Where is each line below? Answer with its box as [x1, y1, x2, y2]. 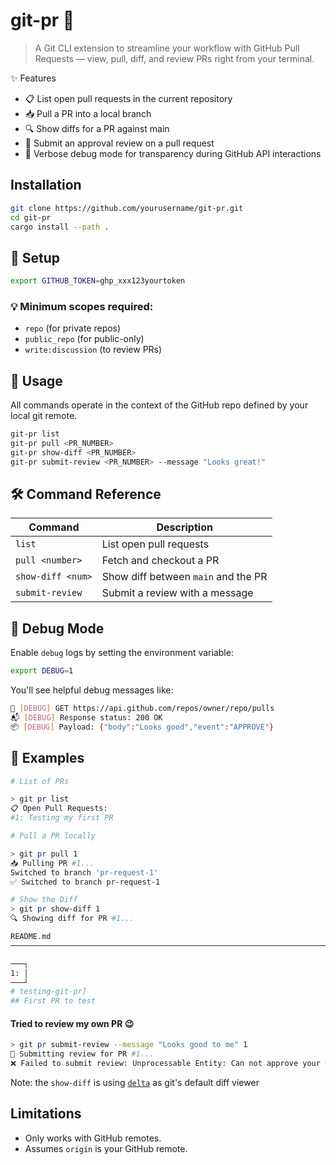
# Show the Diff [10, 895, 78, 905]
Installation [10, 177, 82, 194]
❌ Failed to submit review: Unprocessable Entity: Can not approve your [10, 1059, 321, 1069]
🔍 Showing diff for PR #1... [10, 914, 135, 924]
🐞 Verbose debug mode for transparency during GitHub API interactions [24, 147, 322, 159]
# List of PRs [10, 776, 70, 786]
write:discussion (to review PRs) [24, 344, 163, 356]
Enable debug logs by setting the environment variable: [10, 647, 234, 659]
